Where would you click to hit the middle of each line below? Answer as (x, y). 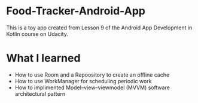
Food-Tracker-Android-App (76, 11)
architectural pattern (40, 93)
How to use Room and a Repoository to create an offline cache (92, 75)
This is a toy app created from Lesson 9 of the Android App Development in (99, 28)
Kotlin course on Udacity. (37, 34)
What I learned (43, 58)
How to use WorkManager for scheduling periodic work (83, 81)
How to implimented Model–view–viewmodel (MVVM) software (92, 87)
